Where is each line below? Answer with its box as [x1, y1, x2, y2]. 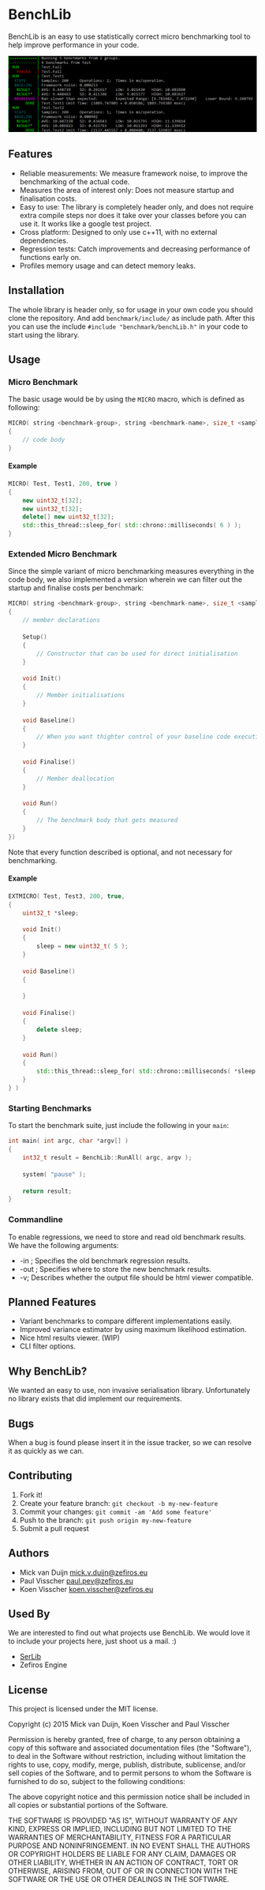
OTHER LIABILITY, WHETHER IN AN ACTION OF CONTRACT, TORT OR [8, 1858, 238, 1867]
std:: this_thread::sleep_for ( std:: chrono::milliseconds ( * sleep [36, 1067, 256, 1076]
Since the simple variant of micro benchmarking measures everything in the [8, 567, 255, 576]
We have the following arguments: [8, 1240, 119, 1250]
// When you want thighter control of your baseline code [36, 733, 231, 741]
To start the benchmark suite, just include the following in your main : [8, 1121, 230, 1130]
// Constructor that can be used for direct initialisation [36, 650, 238, 658]
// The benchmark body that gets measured [36, 817, 178, 824]
